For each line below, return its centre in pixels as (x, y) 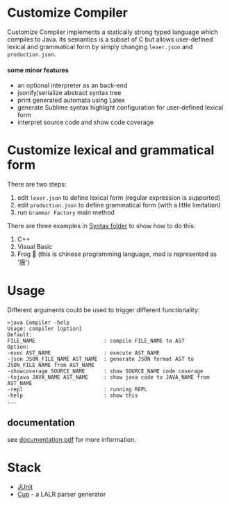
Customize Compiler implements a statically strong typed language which (113, 32)
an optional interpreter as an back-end (72, 85)
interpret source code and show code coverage (85, 122)
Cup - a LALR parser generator (61, 494)
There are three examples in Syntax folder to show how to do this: (101, 226)
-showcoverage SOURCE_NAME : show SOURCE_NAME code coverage (105, 371)
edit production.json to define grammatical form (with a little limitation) (119, 205)
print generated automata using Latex (71, 100)
